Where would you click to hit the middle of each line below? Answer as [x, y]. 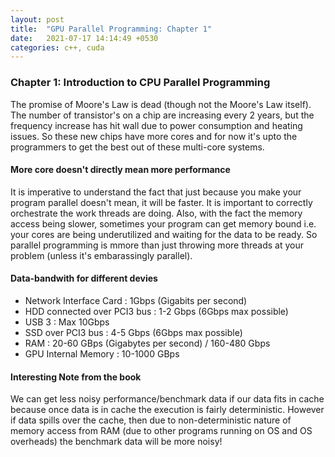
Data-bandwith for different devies [84, 278]
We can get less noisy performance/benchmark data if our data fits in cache [167, 399]
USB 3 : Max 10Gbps [67, 322]
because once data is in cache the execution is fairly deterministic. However [167, 410]
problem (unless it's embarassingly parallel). [101, 255]
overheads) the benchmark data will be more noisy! [116, 442]
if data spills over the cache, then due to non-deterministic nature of [151, 420]
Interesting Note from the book [76, 377]
